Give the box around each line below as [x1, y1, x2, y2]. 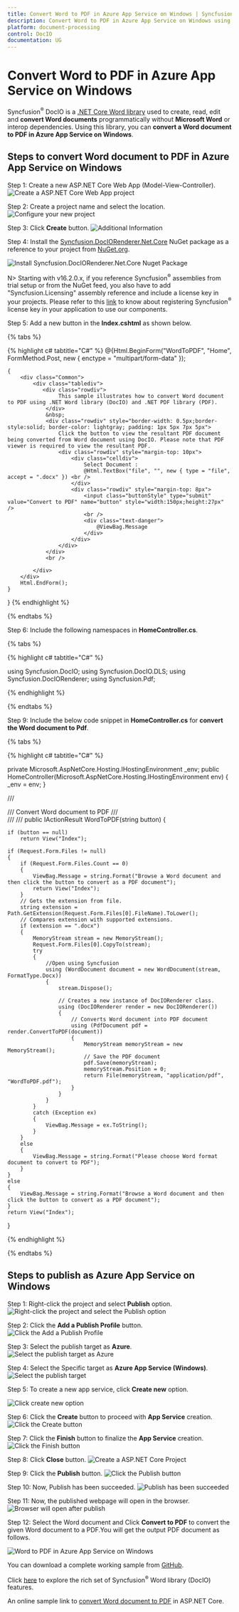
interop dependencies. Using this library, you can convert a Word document [7, 122, 232, 131]
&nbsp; [45, 411, 65, 418]
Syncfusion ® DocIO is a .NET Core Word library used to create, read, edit [7, 106, 221, 116]
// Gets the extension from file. [20, 897, 122, 905]
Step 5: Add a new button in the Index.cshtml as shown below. [7, 318, 192, 327]
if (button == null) [7, 828, 69, 836]
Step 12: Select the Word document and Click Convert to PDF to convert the [7, 1517, 230, 1527]
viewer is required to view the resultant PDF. [7, 442, 152, 449]
